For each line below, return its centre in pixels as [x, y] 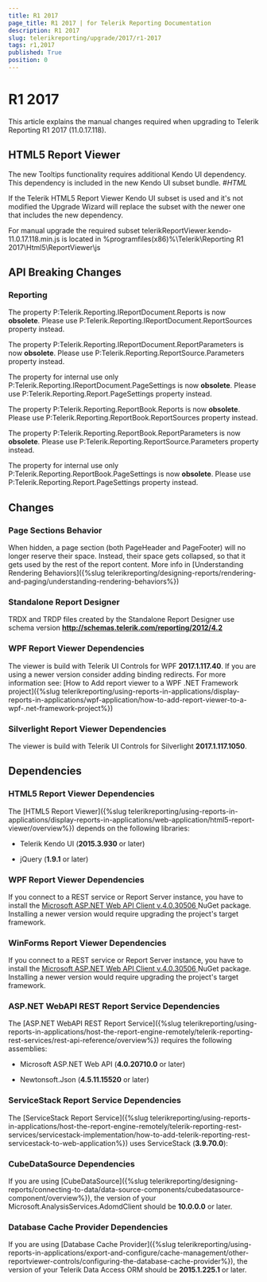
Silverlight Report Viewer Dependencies [87, 729]
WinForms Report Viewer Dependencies [87, 943]
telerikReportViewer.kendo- [187, 230]
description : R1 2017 [44, 30]
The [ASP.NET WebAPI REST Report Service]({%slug [95, 1023]
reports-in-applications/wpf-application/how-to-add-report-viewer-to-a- [128, 700]
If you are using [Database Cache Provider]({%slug [92, 1245]
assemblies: [28, 1049]
